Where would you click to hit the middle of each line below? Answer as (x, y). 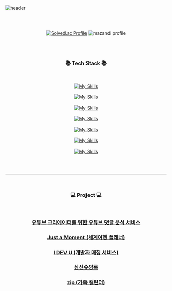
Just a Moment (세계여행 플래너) (86, 237)
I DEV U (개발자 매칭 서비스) (86, 253)
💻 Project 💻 (86, 195)
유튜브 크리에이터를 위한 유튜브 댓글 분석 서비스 (86, 222)
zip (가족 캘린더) (86, 283)
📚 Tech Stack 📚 (86, 63)
